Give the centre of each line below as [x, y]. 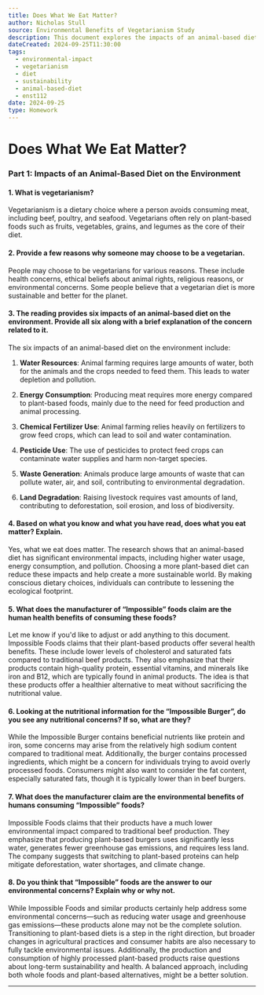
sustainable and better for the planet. [68, 295]
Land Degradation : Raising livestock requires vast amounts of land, [128, 497]
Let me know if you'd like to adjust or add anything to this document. [119, 635]
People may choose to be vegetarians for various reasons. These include [126, 270]
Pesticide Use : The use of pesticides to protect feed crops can [121, 450]
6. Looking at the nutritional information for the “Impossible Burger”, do [127, 711]
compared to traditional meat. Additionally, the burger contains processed [128, 754]
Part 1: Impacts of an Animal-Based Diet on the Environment [125, 174]
